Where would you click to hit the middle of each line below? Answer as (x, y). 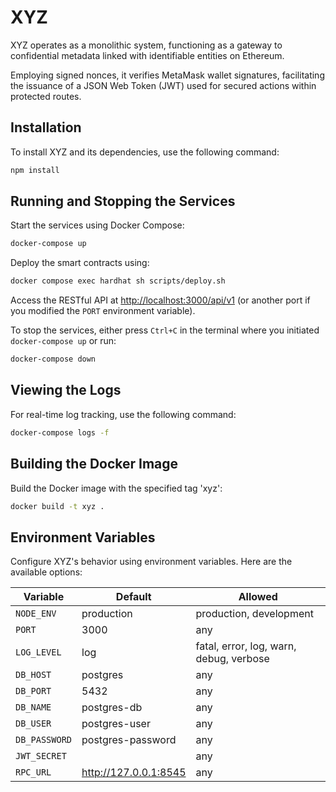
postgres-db (112, 708)
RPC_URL (33, 772)
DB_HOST (33, 675)
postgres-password (129, 740)
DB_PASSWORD (44, 740)
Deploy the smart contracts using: (80, 263)
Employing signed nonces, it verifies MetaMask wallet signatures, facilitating (167, 75)
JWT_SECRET (41, 756)
